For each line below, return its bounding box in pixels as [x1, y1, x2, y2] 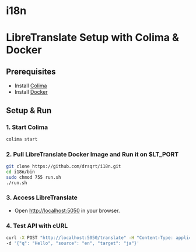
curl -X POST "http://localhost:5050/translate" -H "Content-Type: [6, 235, 174, 241]
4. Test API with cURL [6, 222, 68, 230]
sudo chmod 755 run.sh [6, 174, 61, 180]
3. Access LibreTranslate [6, 193, 78, 202]
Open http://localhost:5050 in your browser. [14, 207, 120, 214]
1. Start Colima [6, 123, 48, 131]
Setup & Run [6, 105, 52, 115]
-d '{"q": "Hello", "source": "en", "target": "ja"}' [6, 240, 140, 247]
